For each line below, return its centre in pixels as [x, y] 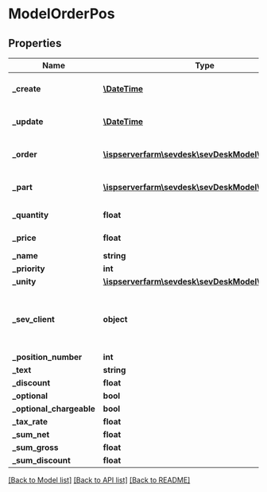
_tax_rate [30, 422]
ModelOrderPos [62, 14]
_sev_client [34, 319]
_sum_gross [35, 447]
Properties [35, 43]
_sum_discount [42, 460]
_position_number [47, 357]
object [115, 319]
